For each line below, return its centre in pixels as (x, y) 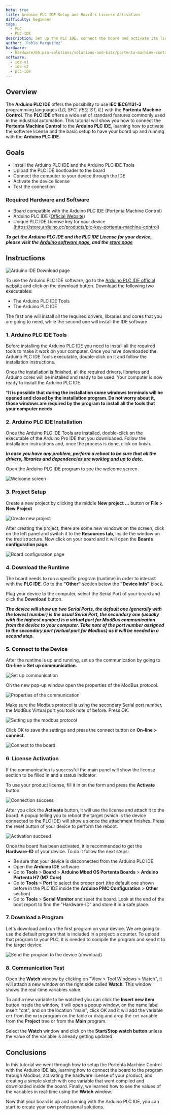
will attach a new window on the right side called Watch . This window (79, 984)
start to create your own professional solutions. (55, 1107)
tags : (11, 24)
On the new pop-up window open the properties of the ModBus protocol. (82, 685)
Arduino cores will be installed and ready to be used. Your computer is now (84, 377)
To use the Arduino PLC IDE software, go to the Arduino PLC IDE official (80, 280)
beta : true (17, 10)
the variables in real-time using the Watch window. (59, 1092)
